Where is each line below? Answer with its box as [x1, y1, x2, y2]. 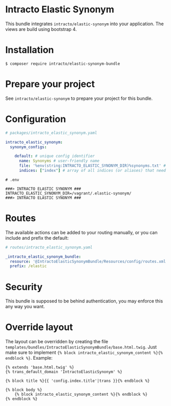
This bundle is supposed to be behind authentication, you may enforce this [5, 298, 163, 304]
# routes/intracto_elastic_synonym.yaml [5, 244, 93, 250]
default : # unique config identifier [14, 153, 95, 159]
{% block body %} [5, 387, 42, 393]
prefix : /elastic [10, 263, 47, 269]
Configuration [5, 113, 67, 125]
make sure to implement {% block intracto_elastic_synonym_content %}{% [5, 349, 163, 356]
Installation [5, 44, 54, 56]
